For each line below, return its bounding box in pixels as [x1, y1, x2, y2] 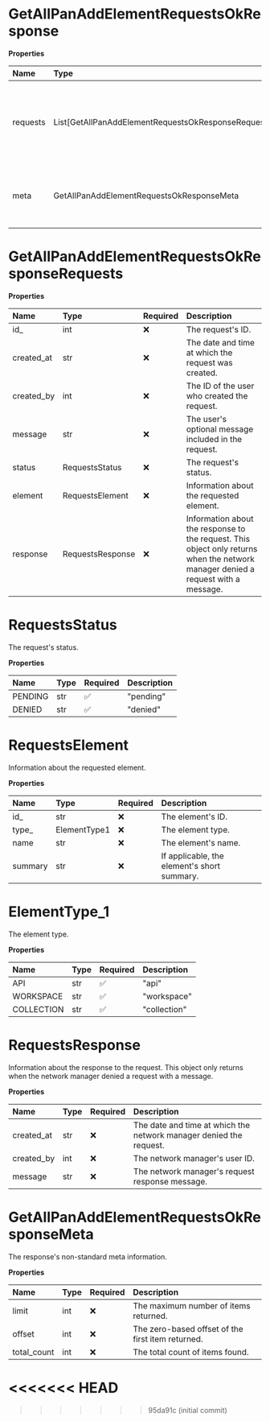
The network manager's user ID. [133, 1152, 256, 1164]
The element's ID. [161, 811, 227, 822]
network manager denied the [133, 1129, 243, 1140]
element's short [161, 860, 221, 871]
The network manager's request [133, 1165, 255, 1176]
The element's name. [161, 837, 241, 848]
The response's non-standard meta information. [8, 1251, 167, 1261]
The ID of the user [186, 380, 255, 391]
